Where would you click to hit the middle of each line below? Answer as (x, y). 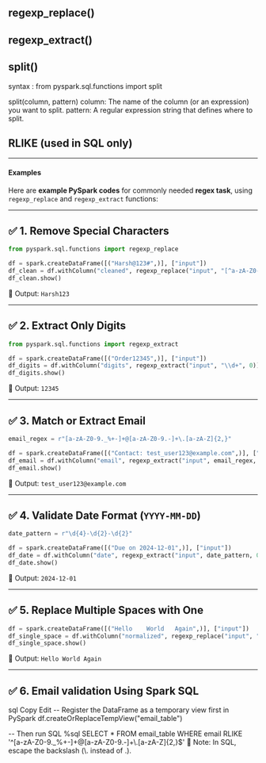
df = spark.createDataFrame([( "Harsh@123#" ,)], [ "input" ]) (108, 264)
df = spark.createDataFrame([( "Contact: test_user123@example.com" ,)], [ (133, 453)
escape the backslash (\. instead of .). (70, 751)
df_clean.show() (35, 278)
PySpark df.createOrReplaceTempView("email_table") (95, 719)
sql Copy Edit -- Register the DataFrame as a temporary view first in (119, 710)
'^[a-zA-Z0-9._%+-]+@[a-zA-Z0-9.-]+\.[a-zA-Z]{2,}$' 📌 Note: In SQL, (122, 742)
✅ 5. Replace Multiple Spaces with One (106, 610)
